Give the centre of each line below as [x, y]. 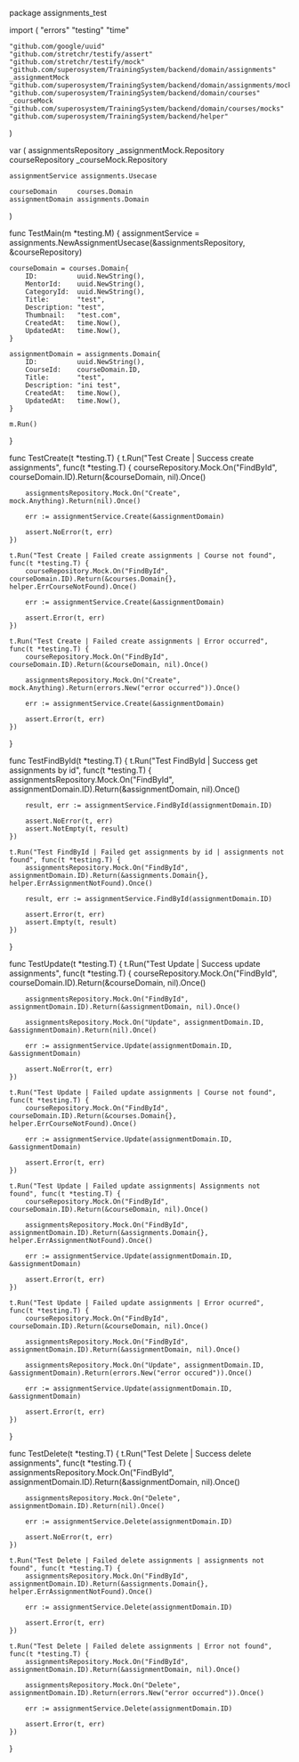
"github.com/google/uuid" [57, 46]
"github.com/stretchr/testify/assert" [81, 54]
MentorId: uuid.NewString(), [85, 284]
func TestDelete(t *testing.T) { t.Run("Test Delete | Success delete [130, 1453]
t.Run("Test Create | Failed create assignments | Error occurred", [139, 641]
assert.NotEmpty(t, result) [77, 829]
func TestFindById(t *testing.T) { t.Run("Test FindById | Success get [133, 761]
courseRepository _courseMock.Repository [88, 160]
